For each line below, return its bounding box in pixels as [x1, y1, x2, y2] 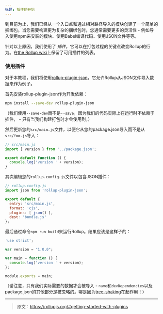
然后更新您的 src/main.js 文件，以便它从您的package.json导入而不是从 [5, 126, 146, 132]
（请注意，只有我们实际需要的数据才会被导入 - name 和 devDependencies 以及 [5, 283, 153, 289]
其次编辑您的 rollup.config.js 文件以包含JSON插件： [5, 174, 111, 180]
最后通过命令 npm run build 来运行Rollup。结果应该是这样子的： [5, 229, 131, 235]
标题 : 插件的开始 [5, 7, 35, 12]
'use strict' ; [5, 238, 34, 243]
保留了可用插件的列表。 [50, 49, 98, 55]
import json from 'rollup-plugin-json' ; [5, 188, 88, 193]
